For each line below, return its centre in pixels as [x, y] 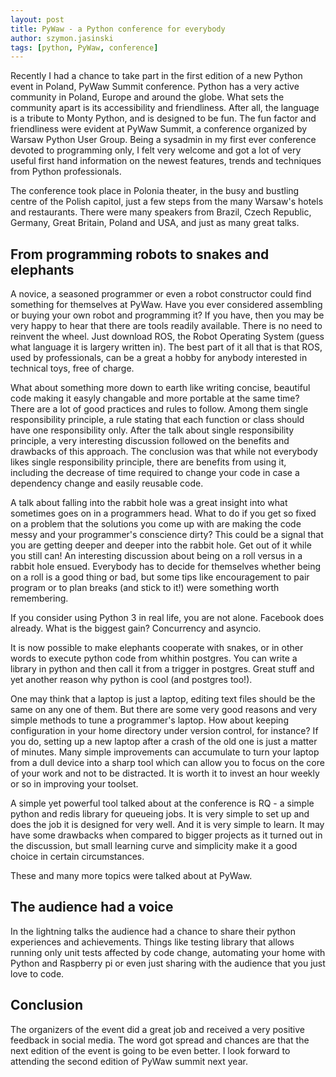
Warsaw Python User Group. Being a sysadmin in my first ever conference [163, 140]
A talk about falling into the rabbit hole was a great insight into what [149, 503]
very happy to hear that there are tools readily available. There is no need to [166, 326]
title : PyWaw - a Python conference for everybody [118, 29]
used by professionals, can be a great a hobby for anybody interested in [159, 358]
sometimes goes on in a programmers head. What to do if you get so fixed [163, 513]
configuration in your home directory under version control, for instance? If [164, 731]
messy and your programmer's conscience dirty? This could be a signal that [167, 535]
